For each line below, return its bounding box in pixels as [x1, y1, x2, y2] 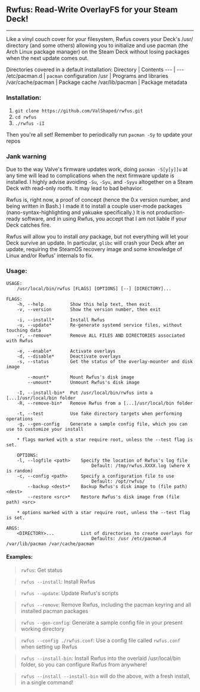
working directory [20, 625, 65, 632]
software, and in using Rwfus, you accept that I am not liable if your [21, 215, 187, 223]
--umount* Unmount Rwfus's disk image [27, 379, 140, 386]
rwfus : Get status [20, 566, 62, 574]
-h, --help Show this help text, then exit [17, 301, 151, 307]
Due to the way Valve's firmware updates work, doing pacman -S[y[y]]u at [6, 166, 188, 173]
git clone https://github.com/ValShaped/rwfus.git [14, 108, 143, 114]
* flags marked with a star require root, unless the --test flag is [17, 437, 193, 443]
